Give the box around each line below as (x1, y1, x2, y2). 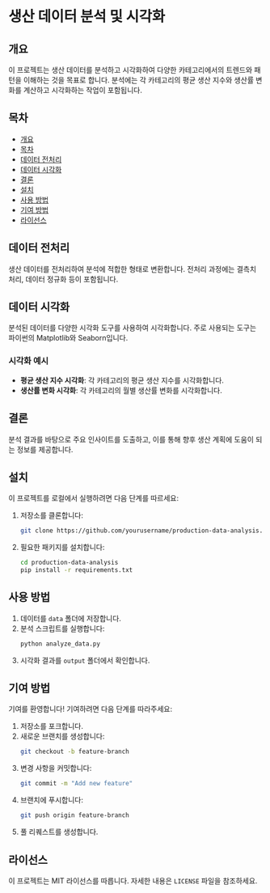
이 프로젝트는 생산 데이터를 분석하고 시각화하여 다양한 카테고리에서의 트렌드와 (8, 66, 253, 74)
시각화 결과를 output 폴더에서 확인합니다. (19, 655, 150, 665)
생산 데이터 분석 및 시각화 (8, 7, 166, 26)
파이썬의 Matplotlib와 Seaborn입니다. (8, 333, 129, 343)
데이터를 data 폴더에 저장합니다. (19, 613, 121, 623)
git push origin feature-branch (19, 811, 129, 819)
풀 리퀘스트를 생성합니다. (19, 827, 99, 837)
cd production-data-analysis (19, 559, 119, 567)
